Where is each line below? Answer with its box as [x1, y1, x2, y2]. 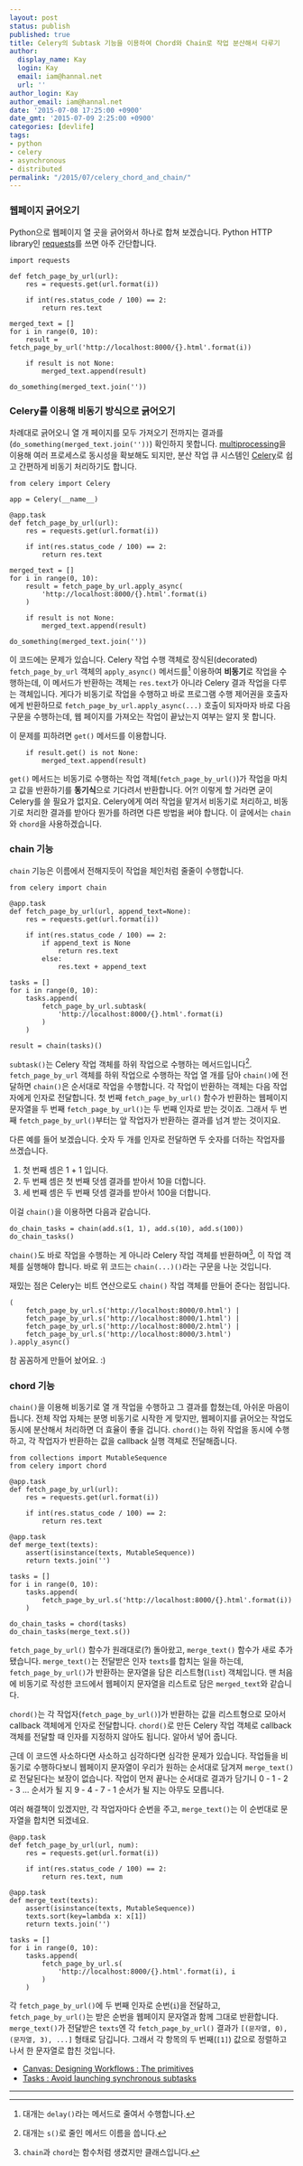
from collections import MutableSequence [9, 1453, 168, 1463]
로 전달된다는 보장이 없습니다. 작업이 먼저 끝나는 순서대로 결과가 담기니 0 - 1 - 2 [9, 1773, 289, 1784]
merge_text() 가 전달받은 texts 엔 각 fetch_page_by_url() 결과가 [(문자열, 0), [9, 2022, 289, 2033]
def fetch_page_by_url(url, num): [9, 1841, 140, 1850]
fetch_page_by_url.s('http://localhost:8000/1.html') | [25, 1314, 241, 1323]
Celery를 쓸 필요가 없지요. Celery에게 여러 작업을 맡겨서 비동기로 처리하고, [9, 796, 272, 807]
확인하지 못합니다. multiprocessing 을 [154, 438, 287, 449]
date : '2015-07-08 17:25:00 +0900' [9, 106, 143, 115]
